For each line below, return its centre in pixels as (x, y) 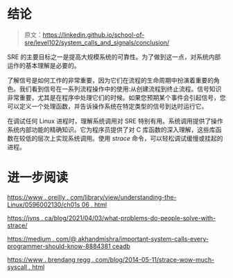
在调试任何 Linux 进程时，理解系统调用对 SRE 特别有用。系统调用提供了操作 (115, 121)
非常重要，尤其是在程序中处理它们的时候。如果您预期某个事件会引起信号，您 (116, 97)
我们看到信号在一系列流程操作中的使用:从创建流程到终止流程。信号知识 (120, 89)
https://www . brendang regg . (51, 259)
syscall (17, 267)
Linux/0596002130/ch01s (44, 205)
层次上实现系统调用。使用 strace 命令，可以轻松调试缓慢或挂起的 (130, 138)
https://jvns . (25, 218)
